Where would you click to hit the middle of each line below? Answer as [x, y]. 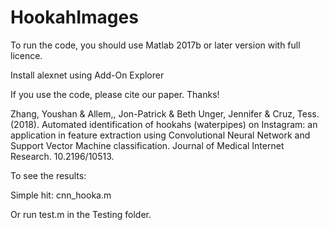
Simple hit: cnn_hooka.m [61, 195]
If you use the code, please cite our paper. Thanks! [115, 94]
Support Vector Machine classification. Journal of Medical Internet [147, 145]
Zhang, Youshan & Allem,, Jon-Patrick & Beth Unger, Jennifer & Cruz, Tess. [165, 113]
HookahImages [74, 17]
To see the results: [48, 175]
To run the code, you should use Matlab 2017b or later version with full [155, 45]
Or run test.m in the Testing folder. [81, 214]
